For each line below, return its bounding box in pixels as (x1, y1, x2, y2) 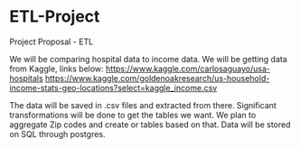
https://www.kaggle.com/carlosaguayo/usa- (105, 63, 271, 74)
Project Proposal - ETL (9, 36, 94, 47)
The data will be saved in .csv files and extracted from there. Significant (9, 99, 277, 110)
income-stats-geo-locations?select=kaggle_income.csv (9, 82, 218, 93)
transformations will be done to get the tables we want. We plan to (9, 109, 257, 120)
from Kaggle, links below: (9, 63, 104, 74)
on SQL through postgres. (9, 128, 106, 139)
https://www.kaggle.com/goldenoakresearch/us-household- (44, 72, 270, 83)
